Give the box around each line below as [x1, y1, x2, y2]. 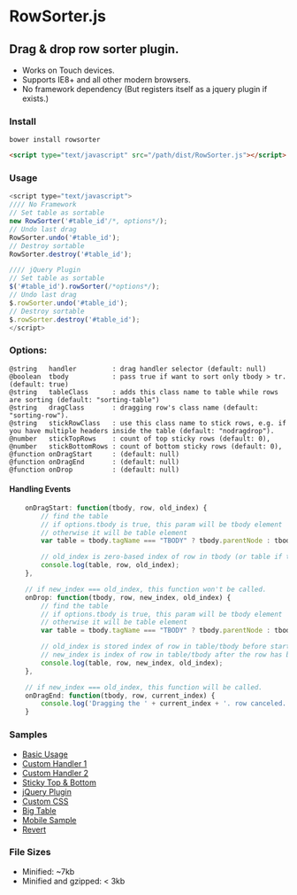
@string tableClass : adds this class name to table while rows [9, 387, 278, 396]
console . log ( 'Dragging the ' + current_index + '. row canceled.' [41, 699, 291, 708]
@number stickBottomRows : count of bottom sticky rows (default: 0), [9, 441, 283, 451]
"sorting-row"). [9, 410, 69, 420]
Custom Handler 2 [21, 767, 89, 778]
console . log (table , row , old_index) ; [41, 561, 179, 570]
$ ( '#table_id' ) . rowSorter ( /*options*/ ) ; [9, 282, 161, 292]
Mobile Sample [21, 814, 77, 825]
